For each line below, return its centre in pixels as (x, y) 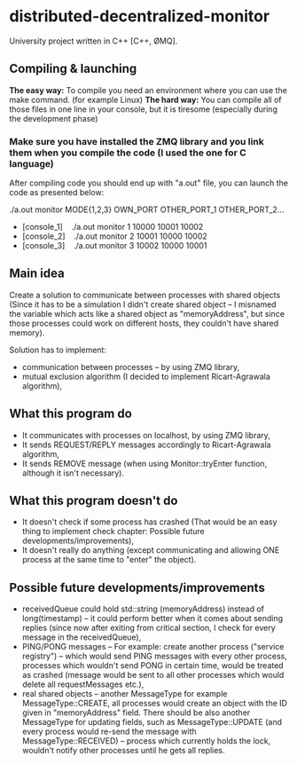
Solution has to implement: (58, 350)
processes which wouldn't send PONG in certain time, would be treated (152, 666)
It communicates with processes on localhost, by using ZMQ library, (146, 435)
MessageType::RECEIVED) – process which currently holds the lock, (146, 741)
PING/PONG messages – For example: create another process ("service (153, 647)
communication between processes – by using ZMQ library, (131, 366)
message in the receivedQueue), (82, 637)
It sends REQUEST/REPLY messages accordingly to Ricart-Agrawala (146, 445)
